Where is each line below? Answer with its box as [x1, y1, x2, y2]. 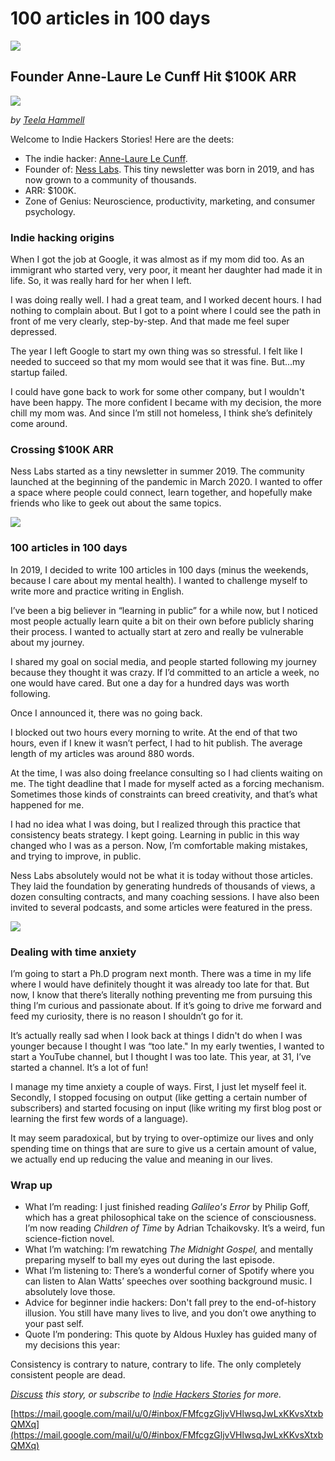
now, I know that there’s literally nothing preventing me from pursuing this [10, 988, 313, 1001]
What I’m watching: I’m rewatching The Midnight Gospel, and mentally [24, 1243, 314, 1256]
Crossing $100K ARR [10, 442, 114, 456]
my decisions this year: [24, 1339, 121, 1351]
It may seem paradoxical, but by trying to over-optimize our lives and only [10, 1132, 314, 1144]
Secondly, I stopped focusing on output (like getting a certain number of [10, 1091, 308, 1103]
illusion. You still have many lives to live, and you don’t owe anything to [24, 1307, 317, 1319]
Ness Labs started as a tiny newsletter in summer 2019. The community [10, 465, 305, 477]
